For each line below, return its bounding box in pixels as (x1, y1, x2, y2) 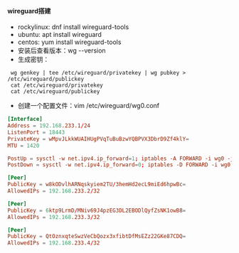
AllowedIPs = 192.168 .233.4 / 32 (7, 239, 100, 247)
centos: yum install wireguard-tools (17, 38, 122, 46)
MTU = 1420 (7, 142, 40, 149)
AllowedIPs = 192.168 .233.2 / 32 (7, 188, 100, 195)
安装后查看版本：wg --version (17, 46, 106, 55)
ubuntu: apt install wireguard (17, 31, 102, 39)
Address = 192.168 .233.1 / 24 (7, 122, 91, 129)
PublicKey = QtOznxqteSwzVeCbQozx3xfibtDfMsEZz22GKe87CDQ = (7, 233, 186, 240)
